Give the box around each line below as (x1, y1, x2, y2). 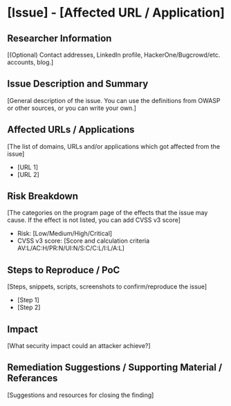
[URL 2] (17, 170, 39, 178)
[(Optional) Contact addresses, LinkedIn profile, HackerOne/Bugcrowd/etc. (7, 50, 221, 59)
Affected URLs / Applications (7, 124, 135, 136)
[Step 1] (17, 296, 39, 304)
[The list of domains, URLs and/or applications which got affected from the (7, 142, 220, 150)
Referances (7, 372, 58, 385)
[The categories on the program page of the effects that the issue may (7, 209, 208, 217)
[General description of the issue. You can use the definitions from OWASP (7, 96, 221, 104)
